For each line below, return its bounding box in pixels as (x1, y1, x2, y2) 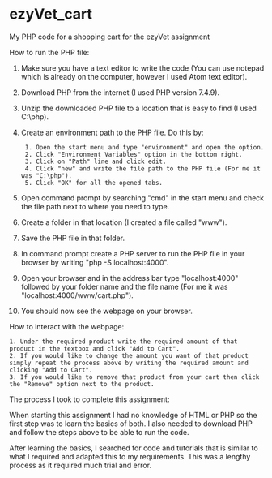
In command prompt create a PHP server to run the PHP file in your (20, 248, 245, 258)
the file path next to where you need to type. (20, 201, 170, 211)
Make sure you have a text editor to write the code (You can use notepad (20, 62, 265, 73)
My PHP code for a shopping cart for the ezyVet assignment (9, 32, 210, 41)
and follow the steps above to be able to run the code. (9, 427, 189, 437)
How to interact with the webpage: (9, 321, 125, 331)
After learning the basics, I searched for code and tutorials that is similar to (9, 443, 258, 453)
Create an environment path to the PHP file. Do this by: (20, 127, 204, 137)
